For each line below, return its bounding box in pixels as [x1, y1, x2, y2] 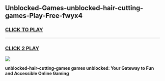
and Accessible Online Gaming [5, 70, 69, 76]
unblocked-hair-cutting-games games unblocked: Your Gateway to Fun [5, 65, 154, 71]
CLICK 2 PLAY [5, 45, 39, 52]
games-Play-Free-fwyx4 [5, 12, 82, 20]
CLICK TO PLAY [5, 27, 43, 33]
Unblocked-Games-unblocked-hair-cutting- [5, 4, 143, 12]
